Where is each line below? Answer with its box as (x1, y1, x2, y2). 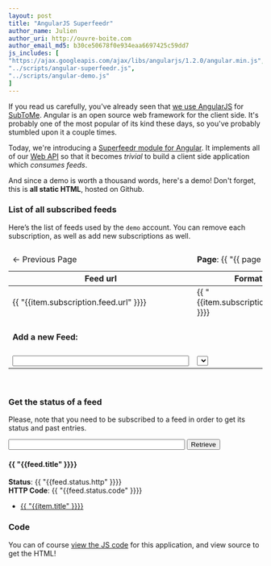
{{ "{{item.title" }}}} (19, 501, 84, 511)
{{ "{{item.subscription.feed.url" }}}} (12, 297, 147, 308)
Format (234, 273, 263, 285)
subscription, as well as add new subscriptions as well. (8, 231, 191, 240)
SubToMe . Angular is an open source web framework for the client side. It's (8, 110, 260, 119)
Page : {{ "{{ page (197, 253, 261, 264)
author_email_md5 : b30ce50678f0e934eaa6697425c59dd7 (8, 42, 190, 50)
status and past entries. (8, 423, 87, 433)
